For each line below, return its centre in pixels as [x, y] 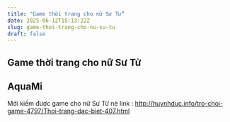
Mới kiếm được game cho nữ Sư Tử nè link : [70, 104]
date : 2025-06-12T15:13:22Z [49, 21]
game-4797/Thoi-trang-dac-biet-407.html [69, 111]
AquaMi [25, 87]
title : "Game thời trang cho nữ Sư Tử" [66, 14]
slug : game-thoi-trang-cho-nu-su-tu [61, 27]
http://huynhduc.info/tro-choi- [179, 104]
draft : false [27, 34]
